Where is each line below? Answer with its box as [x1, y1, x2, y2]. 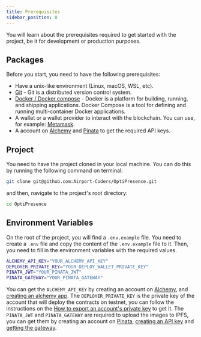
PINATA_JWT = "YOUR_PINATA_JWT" [6, 269, 82, 276]
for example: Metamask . [14, 121, 75, 128]
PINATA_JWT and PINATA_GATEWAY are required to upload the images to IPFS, [6, 311, 189, 319]
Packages [6, 55, 44, 65]
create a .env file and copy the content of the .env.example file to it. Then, [6, 240, 189, 247]
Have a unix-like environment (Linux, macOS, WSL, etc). [14, 82, 154, 90]
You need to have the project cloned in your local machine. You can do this [6, 161, 191, 168]
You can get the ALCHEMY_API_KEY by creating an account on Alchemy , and [6, 286, 188, 293]
